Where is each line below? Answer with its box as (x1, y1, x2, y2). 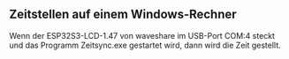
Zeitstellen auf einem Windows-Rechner (9, 7, 237, 22)
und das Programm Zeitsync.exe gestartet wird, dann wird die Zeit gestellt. (9, 40, 281, 50)
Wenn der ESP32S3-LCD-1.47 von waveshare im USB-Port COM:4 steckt (9, 30, 276, 41)
